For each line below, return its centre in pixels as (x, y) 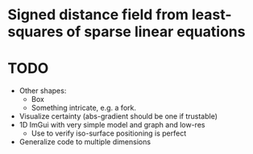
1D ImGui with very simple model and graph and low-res (112, 125)
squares (35, 32)
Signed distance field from (98, 15)
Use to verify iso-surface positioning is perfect (109, 133)
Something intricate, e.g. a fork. (83, 108)
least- (212, 15)
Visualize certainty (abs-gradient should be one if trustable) (118, 116)
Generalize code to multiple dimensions (85, 142)
